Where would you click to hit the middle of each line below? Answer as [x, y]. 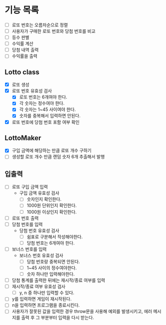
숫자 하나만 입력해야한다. [51, 274]
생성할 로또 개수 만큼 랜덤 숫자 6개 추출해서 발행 [58, 157]
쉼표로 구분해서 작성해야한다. [55, 237]
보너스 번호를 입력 [29, 249]
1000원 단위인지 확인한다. [52, 205]
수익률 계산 [23, 44]
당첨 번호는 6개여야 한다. [51, 243]
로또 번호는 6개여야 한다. [43, 97]
